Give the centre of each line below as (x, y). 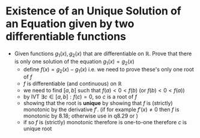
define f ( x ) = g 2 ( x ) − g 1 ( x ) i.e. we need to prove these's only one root (109, 70)
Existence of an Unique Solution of (93, 11)
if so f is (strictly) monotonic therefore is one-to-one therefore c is (105, 122)
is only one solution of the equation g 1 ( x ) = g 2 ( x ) (74, 62)
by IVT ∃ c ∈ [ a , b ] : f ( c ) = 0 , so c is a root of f (80, 97)
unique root (38, 129)
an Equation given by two (70, 24)
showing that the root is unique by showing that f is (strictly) (98, 103)
